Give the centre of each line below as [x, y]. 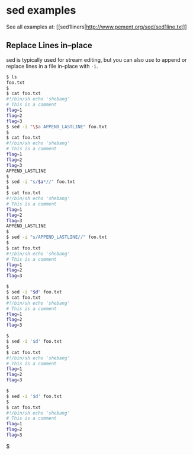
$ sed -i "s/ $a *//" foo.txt [41, 182]
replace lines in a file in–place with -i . [52, 66]
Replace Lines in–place [49, 45]
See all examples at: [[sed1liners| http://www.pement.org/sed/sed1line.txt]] [97, 27]
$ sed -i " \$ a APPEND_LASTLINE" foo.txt [57, 127]
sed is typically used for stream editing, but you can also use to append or [97, 59]
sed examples [41, 10]
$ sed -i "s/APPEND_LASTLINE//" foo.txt [57, 237]
